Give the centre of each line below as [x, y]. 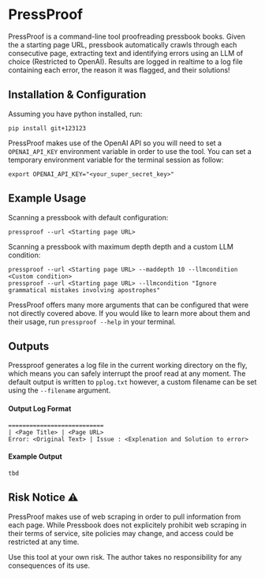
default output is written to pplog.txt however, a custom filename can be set [132, 382]
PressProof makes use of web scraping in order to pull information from [125, 516]
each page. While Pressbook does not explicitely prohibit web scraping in [127, 525]
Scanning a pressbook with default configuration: [88, 217]
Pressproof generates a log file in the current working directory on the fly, [128, 366]
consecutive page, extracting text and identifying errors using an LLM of [126, 53]
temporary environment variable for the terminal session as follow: [116, 160]
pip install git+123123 [47, 128]
